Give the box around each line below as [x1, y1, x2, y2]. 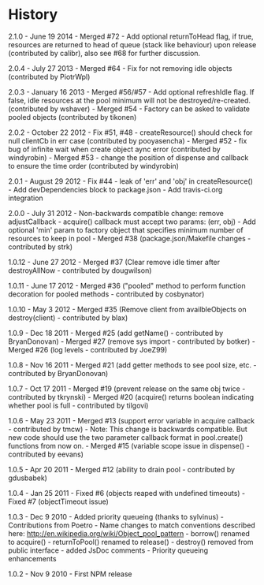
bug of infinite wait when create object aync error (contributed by [8, 144, 221, 154]
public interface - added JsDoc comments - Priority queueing [8, 546, 209, 555]
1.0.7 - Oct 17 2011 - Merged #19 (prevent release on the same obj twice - [8, 384, 246, 393]
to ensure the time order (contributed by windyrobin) [8, 161, 180, 170]
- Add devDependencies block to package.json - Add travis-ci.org [8, 184, 223, 194]
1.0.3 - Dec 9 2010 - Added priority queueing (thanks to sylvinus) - [8, 512, 225, 521]
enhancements [8, 553, 57, 563]
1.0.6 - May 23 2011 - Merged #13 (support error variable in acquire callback [8, 415, 255, 425]
